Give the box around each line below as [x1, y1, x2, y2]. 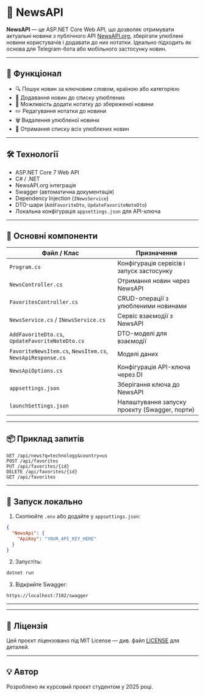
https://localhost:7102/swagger [6, 593, 88, 599]
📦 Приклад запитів [6, 433, 84, 444]
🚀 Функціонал [6, 68, 62, 79]
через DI [117, 370, 143, 379]
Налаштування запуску [117, 398, 187, 406]
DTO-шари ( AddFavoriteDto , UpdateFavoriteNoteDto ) [15, 201, 148, 208]
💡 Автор [6, 667, 38, 677]
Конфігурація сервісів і [117, 259, 185, 268]
